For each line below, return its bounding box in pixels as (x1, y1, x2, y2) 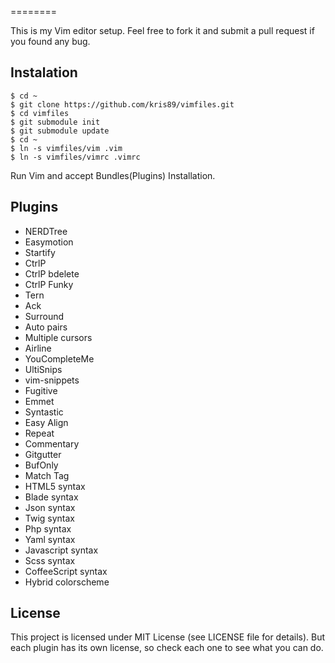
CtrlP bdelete (24, 267, 80, 280)
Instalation (10, 64, 78, 81)
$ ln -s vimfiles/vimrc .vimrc (10, 152, 141, 162)
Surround (24, 310, 65, 322)
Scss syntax (24, 554, 76, 566)
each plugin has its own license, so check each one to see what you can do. (10, 642, 324, 654)
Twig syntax (24, 512, 76, 524)
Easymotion (24, 236, 74, 248)
